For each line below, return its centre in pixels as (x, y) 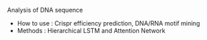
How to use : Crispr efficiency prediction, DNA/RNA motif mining (109, 23)
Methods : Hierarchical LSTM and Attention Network (91, 31)
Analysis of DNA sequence (45, 10)
